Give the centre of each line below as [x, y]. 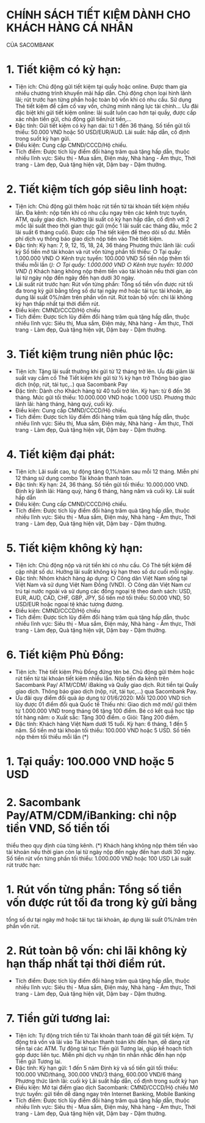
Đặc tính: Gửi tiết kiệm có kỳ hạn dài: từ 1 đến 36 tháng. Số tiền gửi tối [103, 125]
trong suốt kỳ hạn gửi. [43, 138]
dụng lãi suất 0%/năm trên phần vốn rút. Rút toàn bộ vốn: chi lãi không [104, 297]
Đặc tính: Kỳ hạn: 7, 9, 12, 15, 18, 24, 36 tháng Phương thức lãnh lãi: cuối [105, 245]
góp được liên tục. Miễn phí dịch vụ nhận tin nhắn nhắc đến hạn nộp [101, 1054]
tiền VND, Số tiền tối [58, 828]
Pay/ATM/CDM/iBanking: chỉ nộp [92, 815]
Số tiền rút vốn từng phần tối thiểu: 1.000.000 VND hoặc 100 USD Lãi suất [99, 858]
